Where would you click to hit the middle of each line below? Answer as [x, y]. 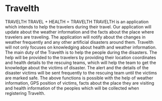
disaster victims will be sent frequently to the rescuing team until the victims [81, 73]
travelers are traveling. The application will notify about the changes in [75, 37]
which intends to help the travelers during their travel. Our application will [78, 26]
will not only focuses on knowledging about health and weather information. [81, 47]
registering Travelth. [25, 93]
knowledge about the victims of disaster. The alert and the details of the [77, 67]
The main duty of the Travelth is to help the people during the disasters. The [81, 52]
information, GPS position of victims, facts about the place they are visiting [80, 83]
